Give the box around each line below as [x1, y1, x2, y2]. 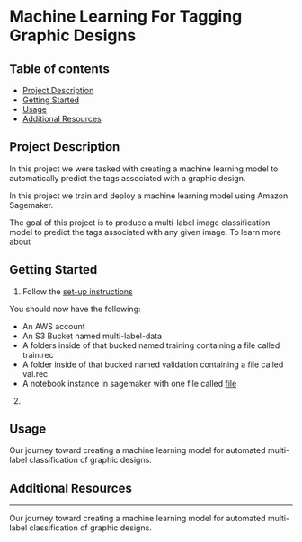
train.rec [22, 349, 54, 360]
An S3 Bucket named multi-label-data [22, 330, 163, 341]
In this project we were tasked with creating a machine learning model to [9, 163, 279, 174]
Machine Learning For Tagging [9, 6, 243, 27]
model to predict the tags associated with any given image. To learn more [9, 226, 281, 237]
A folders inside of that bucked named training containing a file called [22, 339, 280, 351]
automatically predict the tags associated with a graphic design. [9, 172, 246, 183]
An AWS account [22, 320, 85, 331]
